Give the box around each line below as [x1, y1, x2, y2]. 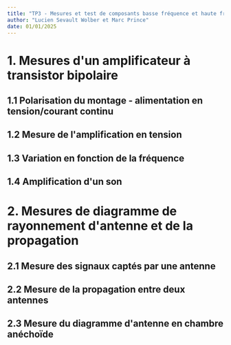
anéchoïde [7, 328, 54, 340]
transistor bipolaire [7, 67, 118, 83]
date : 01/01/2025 [7, 23, 57, 30]
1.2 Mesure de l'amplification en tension [7, 129, 182, 141]
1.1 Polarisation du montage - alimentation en [7, 95, 203, 106]
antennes [7, 295, 49, 306]
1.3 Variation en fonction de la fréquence [7, 152, 184, 164]
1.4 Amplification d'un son [7, 176, 122, 188]
